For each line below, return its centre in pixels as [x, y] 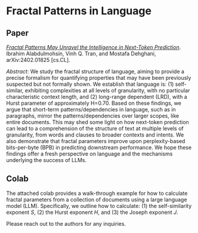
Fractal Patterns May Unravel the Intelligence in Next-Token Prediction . [94, 47]
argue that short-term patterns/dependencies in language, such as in [91, 109]
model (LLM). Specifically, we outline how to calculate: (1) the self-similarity [99, 206]
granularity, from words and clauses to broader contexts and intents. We [95, 135]
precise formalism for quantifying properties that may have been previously [99, 78]
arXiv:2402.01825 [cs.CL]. [38, 60]
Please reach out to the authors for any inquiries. [66, 223]
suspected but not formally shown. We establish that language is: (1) [90, 84]
